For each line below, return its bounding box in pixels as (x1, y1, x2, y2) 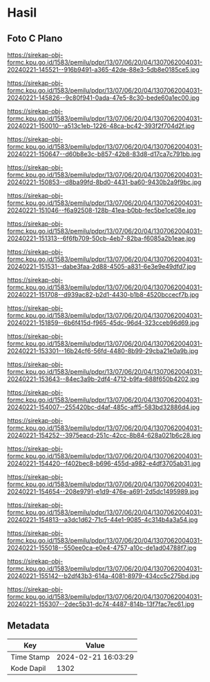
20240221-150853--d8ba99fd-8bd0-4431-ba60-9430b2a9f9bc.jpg (7, 178, 202, 186)
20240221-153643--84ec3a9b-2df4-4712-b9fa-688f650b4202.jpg (7, 375, 200, 383)
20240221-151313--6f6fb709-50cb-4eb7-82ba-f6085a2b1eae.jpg (7, 234, 195, 242)
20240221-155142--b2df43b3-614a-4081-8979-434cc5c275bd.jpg (7, 572, 200, 580)
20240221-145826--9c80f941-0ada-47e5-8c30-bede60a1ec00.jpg (7, 93, 200, 102)
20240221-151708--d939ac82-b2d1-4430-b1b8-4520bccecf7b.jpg (7, 291, 199, 298)
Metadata (7, 620, 50, 631)
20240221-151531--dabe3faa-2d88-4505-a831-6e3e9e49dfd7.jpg (7, 262, 196, 271)
